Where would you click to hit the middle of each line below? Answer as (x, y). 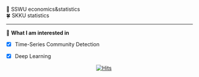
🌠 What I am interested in (38, 33)
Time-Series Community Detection (57, 44)
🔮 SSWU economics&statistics (43, 9)
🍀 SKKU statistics (28, 15)
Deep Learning (33, 56)
